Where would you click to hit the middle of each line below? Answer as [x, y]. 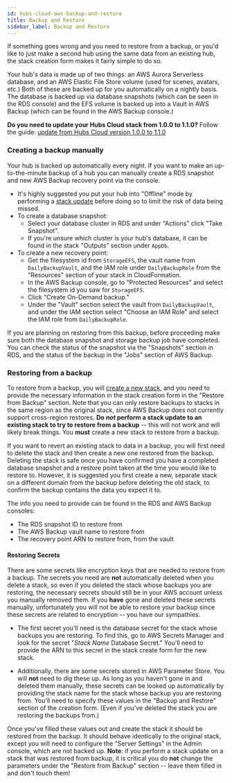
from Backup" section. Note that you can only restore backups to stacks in [114, 402]
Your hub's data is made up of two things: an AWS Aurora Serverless [105, 74]
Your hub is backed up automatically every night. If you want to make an [110, 165]
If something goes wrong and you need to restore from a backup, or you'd [113, 47]
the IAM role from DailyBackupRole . [78, 319]
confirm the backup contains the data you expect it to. [84, 490]
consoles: [21, 511]
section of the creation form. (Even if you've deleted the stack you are [117, 708]
